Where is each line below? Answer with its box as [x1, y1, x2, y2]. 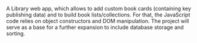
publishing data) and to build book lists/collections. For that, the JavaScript [6, 11, 190, 18]
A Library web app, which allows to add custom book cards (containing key [6, 5, 192, 12]
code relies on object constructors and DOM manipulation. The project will [6, 18, 189, 24]
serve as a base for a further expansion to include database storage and [6, 24, 184, 31]
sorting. [6, 30, 26, 37]
